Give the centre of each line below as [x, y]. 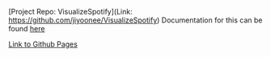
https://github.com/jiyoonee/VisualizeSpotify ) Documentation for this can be [135, 20]
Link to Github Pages [43, 44]
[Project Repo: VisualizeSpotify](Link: [70, 12]
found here [27, 28]
